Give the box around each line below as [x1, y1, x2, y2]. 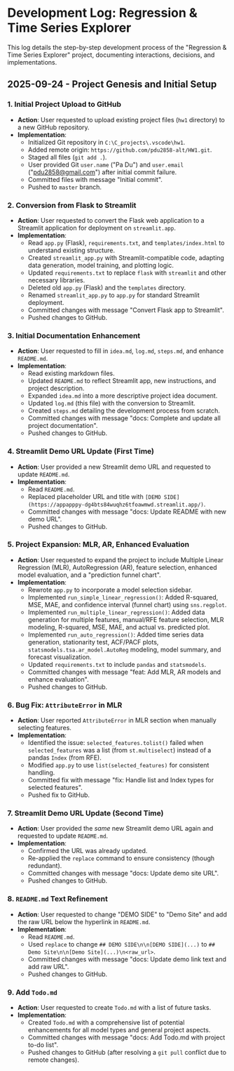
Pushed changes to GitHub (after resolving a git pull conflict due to [27, 1049, 226, 1056]
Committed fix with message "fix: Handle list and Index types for [27, 776, 214, 784]
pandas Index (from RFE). [27, 753, 102, 762]
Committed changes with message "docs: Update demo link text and [27, 954, 226, 963]
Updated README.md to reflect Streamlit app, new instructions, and [27, 377, 216, 385]
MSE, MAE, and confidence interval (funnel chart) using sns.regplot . [27, 600, 227, 609]
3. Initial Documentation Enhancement [7, 330, 141, 340]
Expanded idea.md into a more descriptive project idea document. [27, 391, 218, 400]
